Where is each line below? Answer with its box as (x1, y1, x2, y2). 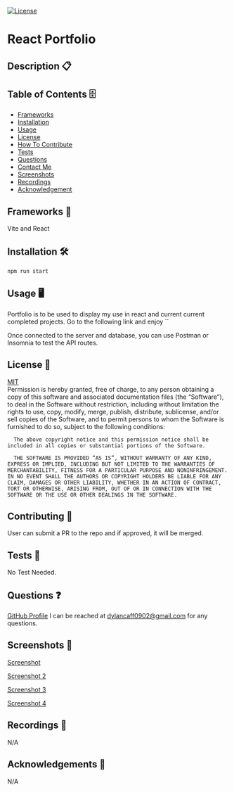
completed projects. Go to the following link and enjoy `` (7, 317, 169, 326)
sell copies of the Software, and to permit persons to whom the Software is (7, 415, 225, 423)
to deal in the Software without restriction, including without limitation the (7, 400, 219, 408)
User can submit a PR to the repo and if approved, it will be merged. (7, 529, 204, 537)
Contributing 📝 (7, 511, 73, 523)
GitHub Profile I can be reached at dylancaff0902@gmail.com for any (7, 612, 208, 620)
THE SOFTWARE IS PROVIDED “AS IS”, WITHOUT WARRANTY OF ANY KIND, (13, 454, 212, 461)
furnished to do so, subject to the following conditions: (7, 422, 165, 430)
